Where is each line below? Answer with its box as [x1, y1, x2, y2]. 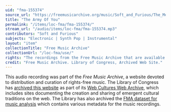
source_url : [5, 12, 31, 17]
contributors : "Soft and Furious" [5, 31, 79, 36]
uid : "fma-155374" [5, 7, 44, 13]
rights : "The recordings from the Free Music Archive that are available [5, 55, 165, 60]
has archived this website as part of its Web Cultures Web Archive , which [5, 85, 159, 91]
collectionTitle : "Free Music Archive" [5, 46, 90, 51]
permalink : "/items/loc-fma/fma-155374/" [5, 21, 95, 27]
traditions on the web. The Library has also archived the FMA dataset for [5, 96, 158, 102]
